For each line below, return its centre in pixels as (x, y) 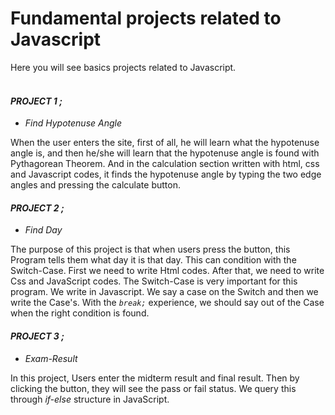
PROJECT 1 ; (36, 101)
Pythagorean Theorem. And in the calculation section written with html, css (165, 164)
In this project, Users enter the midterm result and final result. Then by (155, 378)
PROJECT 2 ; (37, 208)
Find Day (43, 230)
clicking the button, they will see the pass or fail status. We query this (153, 388)
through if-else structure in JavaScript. (90, 399)
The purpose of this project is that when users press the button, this (150, 249)
